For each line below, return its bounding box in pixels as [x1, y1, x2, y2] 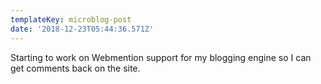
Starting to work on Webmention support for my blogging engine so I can [10, 51, 312, 63]
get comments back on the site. [10, 62, 141, 74]
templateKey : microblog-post [10, 14, 132, 25]
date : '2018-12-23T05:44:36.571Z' [10, 24, 155, 34]
